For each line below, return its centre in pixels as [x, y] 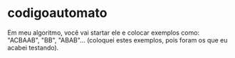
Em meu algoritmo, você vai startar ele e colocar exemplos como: [104, 33]
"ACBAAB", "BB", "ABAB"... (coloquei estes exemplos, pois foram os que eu [117, 40]
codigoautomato [57, 13]
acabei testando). [33, 47]
